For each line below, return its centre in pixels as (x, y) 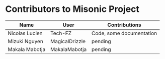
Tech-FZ (61, 33)
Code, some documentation (124, 33)
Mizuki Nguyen (26, 41)
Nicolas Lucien (25, 33)
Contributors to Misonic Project (72, 9)
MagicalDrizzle (68, 41)
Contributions (125, 25)
